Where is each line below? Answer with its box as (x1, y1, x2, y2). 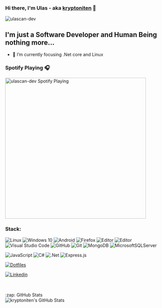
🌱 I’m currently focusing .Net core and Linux (12, 52, 103, 58)
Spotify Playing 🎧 (5, 65, 50, 72)
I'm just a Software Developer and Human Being (5, 30, 157, 39)
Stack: (5, 225, 21, 232)
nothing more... (5, 38, 55, 47)
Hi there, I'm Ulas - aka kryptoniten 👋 (5, 5, 96, 12)
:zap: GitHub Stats (5, 291, 43, 297)
